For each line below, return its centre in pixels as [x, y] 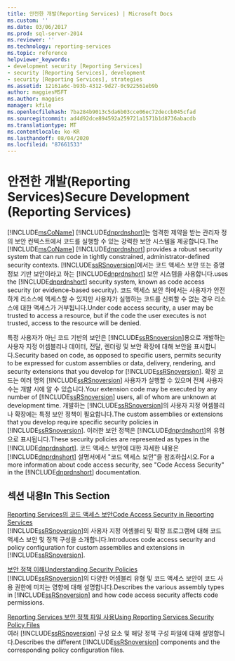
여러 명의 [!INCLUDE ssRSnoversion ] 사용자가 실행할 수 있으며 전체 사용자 [122, 380]
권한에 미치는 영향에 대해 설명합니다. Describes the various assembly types [119, 587]
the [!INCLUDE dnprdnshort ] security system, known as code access [106, 282]
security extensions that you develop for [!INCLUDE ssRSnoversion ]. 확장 [112, 372]
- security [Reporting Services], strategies [75, 79]
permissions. [26, 602]
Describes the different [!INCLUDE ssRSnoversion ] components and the [117, 642]
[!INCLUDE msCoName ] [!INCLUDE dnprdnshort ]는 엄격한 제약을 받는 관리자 [113, 232]
